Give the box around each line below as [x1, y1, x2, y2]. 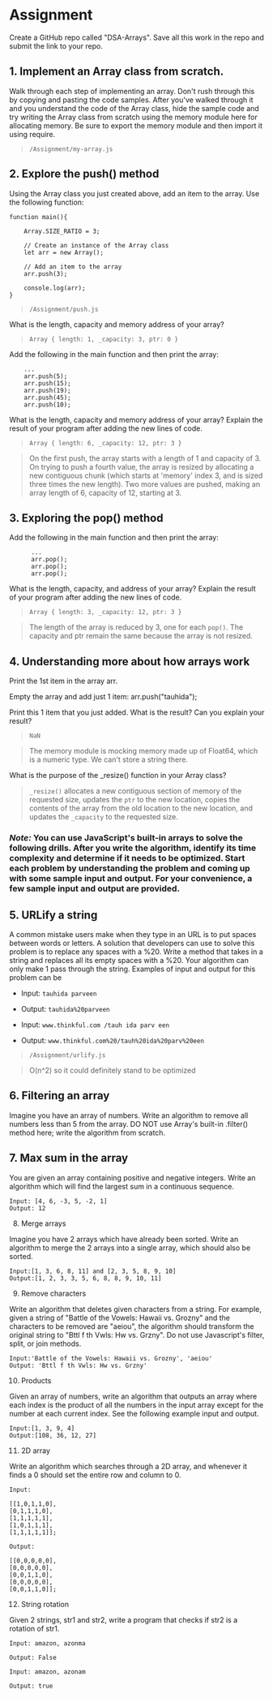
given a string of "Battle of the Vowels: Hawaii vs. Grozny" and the [9, 1313, 230, 1322]
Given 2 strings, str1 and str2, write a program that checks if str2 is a [9, 1614, 238, 1624]
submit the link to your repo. [9, 41, 104, 50]
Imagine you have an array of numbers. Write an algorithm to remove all [9, 1110, 249, 1120]
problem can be [9, 972, 62, 982]
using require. [9, 129, 56, 139]
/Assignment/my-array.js [28, 144, 113, 153]
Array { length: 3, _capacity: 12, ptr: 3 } [28, 608, 182, 617]
